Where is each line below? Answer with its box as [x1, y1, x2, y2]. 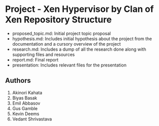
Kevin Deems [12, 111, 40, 117]
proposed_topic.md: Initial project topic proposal [12, 30, 111, 36]
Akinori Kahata [12, 89, 42, 95]
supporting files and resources [12, 51, 75, 58]
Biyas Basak [12, 95, 38, 101]
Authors [5, 76, 31, 85]
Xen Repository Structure [5, 14, 112, 25]
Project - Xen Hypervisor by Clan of [5, 3, 154, 15]
